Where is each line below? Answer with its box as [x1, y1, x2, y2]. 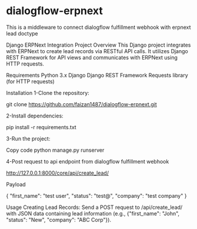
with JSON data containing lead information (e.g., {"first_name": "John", [6, 210, 180, 217]
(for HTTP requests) [6, 78, 55, 85]
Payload [6, 181, 26, 188]
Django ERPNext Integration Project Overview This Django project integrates [6, 41, 191, 48]
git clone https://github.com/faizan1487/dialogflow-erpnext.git [6, 100, 157, 107]
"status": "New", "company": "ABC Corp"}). [6, 216, 112, 223]
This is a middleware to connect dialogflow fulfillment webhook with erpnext [6, 24, 191, 31]
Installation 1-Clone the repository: [6, 89, 89, 96]
